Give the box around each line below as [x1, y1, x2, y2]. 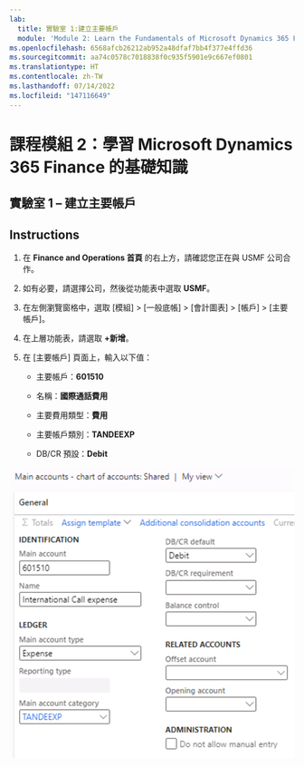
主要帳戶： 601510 [35, 372, 104, 383]
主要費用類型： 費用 [35, 410, 109, 421]
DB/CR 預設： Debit [35, 449, 109, 460]
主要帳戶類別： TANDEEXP [35, 429, 136, 440]
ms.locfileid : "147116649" [9, 91, 111, 100]
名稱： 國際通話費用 [35, 391, 109, 402]
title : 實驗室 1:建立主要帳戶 [17, 24, 119, 34]
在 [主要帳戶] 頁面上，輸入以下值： [22, 352, 152, 363]
